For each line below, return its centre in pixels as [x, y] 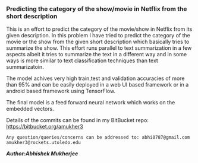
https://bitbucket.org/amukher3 [45, 127]
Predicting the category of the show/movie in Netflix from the [97, 9]
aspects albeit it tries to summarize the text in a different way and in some [97, 55]
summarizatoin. [25, 67]
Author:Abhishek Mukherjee [42, 154]
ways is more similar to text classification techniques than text [82, 60]
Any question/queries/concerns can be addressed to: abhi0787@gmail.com [98, 138]
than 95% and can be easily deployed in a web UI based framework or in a [98, 85]
